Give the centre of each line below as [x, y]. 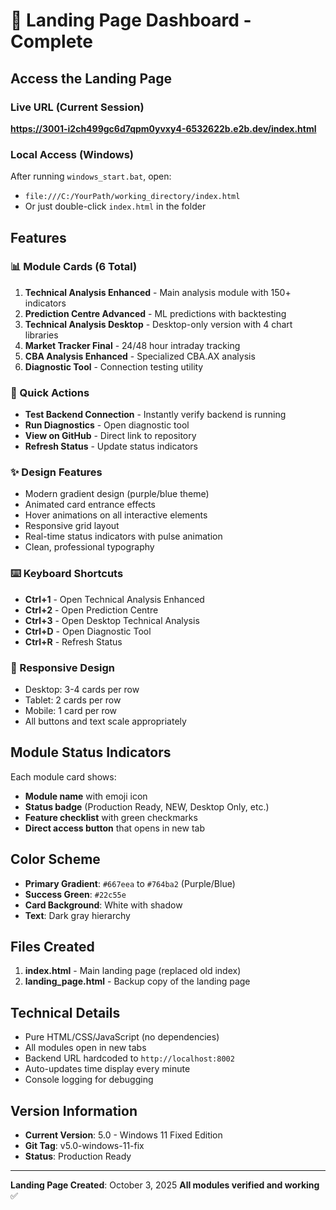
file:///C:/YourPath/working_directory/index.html [132, 197]
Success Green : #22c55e [75, 894]
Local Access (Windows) [72, 154]
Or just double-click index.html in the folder [115, 206]
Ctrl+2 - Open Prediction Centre [91, 610]
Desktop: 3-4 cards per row [82, 690]
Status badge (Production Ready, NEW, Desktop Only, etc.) [147, 806]
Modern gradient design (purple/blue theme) [117, 494]
